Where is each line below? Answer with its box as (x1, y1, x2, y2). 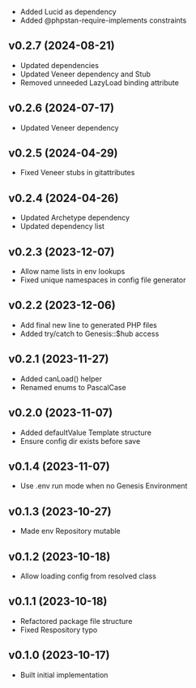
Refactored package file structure (19, 616, 133, 626)
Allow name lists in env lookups (19, 267, 126, 277)
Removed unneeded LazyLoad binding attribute (19, 77, 180, 88)
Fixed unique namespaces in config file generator (19, 275, 186, 285)
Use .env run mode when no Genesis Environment (19, 481, 188, 491)
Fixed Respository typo (19, 625, 98, 634)
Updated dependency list (19, 221, 105, 231)
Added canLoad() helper (19, 373, 103, 384)
